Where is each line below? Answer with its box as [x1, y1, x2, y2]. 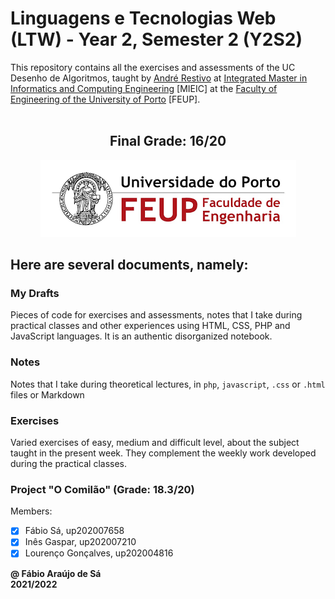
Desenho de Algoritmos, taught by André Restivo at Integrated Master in [10, 72, 308, 84]
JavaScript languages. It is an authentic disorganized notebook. [10, 330, 273, 342]
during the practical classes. [10, 458, 128, 470]
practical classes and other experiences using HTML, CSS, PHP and [10, 320, 291, 332]
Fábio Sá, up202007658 [24, 525, 125, 537]
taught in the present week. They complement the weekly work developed [10, 447, 317, 459]
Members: [10, 505, 53, 517]
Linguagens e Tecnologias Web [10, 7, 277, 30]
